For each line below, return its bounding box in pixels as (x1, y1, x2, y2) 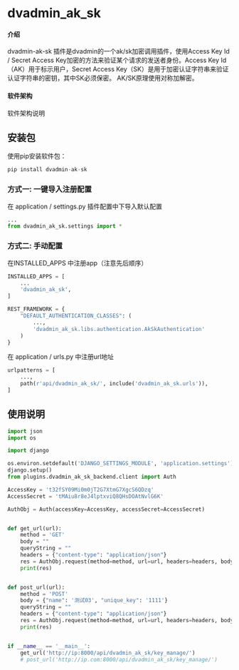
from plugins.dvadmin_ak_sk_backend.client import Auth (7, 473, 176, 481)
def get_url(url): (7, 524, 62, 532)
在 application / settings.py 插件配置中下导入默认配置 (7, 202, 162, 210)
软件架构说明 (7, 108, 45, 117)
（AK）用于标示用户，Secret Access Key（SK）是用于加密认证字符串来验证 (7, 65, 229, 73)
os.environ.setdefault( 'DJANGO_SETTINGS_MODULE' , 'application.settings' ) (7, 460, 234, 467)
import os (7, 434, 37, 442)
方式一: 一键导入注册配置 (7, 184, 92, 194)
